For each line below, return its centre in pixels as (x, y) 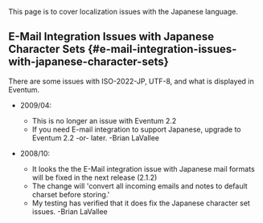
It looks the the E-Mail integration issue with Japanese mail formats (143, 168)
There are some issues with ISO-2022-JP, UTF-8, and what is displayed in (131, 81)
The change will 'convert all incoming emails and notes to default (140, 186)
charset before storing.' (71, 194)
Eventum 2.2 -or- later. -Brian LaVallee (95, 138)
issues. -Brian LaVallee (70, 211)
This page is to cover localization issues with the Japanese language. (123, 12)
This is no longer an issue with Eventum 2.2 (104, 120)
